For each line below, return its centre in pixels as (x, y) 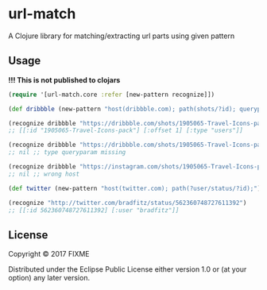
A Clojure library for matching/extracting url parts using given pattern (122, 36)
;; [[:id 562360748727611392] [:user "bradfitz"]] (94, 210)
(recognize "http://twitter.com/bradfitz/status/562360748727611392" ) (128, 203)
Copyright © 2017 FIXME (49, 254)
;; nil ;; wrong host (44, 174)
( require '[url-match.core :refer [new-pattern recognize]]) (112, 95)
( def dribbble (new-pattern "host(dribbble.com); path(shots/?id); (122, 109)
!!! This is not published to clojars (64, 79)
